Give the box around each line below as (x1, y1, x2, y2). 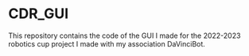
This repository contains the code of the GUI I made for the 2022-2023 (8, 31, 241, 40)
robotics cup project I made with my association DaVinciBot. (8, 39, 205, 48)
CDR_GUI (8, 5, 69, 23)
